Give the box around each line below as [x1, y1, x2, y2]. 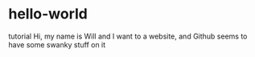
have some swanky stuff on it [8, 39, 106, 49]
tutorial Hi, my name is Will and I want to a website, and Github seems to [8, 31, 248, 41]
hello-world [8, 5, 88, 23]
